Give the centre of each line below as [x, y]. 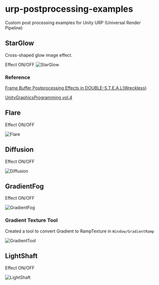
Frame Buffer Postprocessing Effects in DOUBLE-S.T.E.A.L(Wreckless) [76, 88]
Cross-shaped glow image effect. [39, 55]
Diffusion [20, 150]
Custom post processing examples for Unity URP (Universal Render [73, 23]
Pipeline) [14, 27]
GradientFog [24, 187]
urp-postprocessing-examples [69, 9]
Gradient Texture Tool [31, 220]
